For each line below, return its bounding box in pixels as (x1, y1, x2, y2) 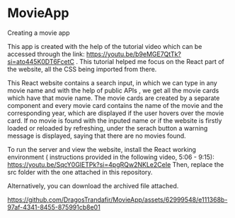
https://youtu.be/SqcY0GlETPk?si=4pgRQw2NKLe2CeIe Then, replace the (7, 160, 224, 168)
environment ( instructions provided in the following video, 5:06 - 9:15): (7, 153, 214, 161)
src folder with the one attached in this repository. (7, 168, 153, 176)
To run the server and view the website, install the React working (7, 145, 197, 153)
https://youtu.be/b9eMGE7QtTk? (86, 50, 182, 58)
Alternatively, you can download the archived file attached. (7, 181, 179, 190)
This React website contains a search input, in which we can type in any (7, 78, 217, 87)
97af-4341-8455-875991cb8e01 (7, 202, 101, 211)
